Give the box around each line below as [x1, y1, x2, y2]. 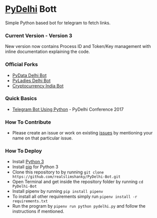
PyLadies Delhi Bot [12, 78, 51, 84]
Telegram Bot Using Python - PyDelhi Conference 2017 [12, 106, 124, 112]
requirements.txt [12, 199, 48, 204]
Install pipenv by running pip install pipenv [12, 188, 103, 194]
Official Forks [5, 61, 38, 68]
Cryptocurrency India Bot [12, 83, 64, 88]
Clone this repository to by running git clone [12, 169, 104, 175]
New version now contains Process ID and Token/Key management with [5, 44, 151, 49]
